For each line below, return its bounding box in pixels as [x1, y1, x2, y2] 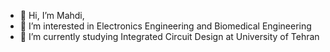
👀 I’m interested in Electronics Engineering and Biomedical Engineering [19, 20, 312, 32]
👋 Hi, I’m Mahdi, [19, 10, 85, 21]
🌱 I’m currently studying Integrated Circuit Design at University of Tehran [19, 31, 320, 42]
